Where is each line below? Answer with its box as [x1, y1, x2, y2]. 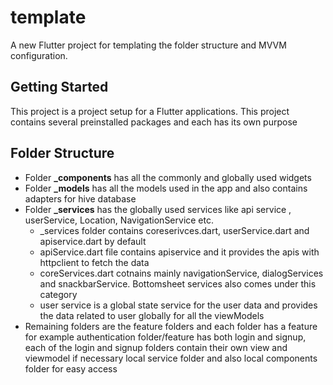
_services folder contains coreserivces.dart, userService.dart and [39, 224, 310, 236]
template [10, 6, 87, 29]
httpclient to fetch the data [39, 256, 150, 268]
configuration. [10, 49, 68, 61]
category [39, 288, 78, 300]
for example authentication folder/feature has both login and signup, [24, 331, 307, 343]
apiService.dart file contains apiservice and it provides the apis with [39, 246, 320, 258]
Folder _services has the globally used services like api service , [24, 203, 292, 215]
